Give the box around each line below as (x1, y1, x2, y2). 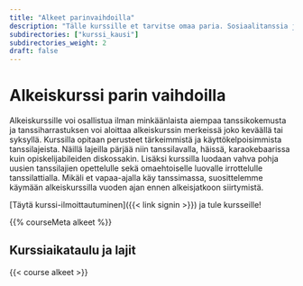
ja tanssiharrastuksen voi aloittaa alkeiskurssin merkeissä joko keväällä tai (9, 125, 284, 136)
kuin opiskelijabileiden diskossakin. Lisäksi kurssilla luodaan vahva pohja (9, 154, 280, 165)
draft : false (9, 47, 59, 56)
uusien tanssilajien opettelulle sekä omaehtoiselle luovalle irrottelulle (9, 163, 263, 174)
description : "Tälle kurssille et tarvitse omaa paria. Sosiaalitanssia (9, 22, 289, 31)
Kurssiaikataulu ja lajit (9, 243, 137, 258)
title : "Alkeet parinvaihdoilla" (9, 13, 135, 22)
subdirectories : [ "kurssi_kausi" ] (9, 30, 140, 39)
